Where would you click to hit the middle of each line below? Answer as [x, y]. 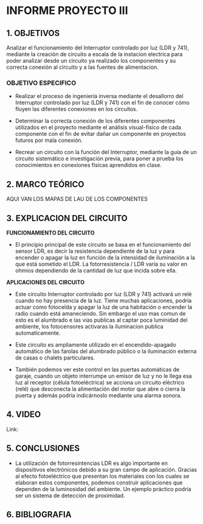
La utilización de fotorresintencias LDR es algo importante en [91, 463]
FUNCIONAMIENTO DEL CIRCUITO [51, 233]
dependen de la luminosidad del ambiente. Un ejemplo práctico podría [103, 489]
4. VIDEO [24, 415]
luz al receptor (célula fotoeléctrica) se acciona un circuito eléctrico [100, 382]
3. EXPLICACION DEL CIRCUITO [67, 218]
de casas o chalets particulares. [55, 358]
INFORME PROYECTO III [67, 11]
